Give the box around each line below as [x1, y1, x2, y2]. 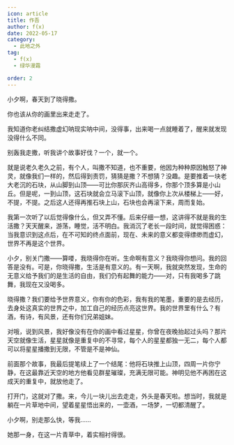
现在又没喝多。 [25, 280, 68, 289]
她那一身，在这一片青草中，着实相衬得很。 [7, 430, 130, 439]
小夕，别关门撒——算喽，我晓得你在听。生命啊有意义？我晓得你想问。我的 [7, 254, 221, 262]
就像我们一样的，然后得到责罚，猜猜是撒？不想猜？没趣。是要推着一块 [19, 172, 221, 180]
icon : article [7, 10, 49, 17]
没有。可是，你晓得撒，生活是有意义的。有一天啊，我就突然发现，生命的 [19, 263, 227, 271]
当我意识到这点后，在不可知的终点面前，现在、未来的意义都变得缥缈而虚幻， [7, 230, 227, 238]
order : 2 [7, 75, 33, 82]
